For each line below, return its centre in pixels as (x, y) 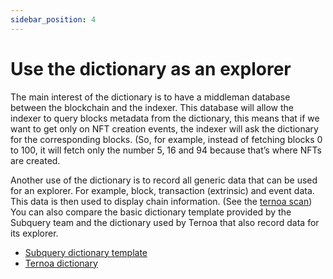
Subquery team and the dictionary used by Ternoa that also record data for (165, 222)
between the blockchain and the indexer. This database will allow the (152, 107)
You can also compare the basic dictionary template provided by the (151, 212)
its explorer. (34, 233)
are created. (35, 160)
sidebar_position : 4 (53, 19)
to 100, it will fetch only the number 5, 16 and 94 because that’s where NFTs (166, 150)
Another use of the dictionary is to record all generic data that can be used (164, 180)
